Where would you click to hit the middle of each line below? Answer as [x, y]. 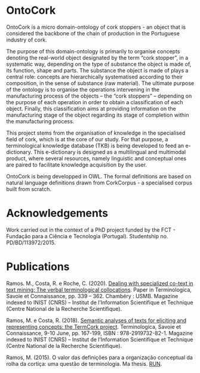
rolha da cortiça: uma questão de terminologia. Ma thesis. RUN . [84, 363]
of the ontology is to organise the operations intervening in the [83, 89]
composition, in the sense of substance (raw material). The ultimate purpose [100, 83]
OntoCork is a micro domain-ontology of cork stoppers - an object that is [96, 27]
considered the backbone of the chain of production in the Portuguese [93, 33]
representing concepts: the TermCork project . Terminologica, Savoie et [93, 326]
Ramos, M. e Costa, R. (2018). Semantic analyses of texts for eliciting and [96, 320]
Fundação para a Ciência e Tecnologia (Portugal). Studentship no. [87, 236]
